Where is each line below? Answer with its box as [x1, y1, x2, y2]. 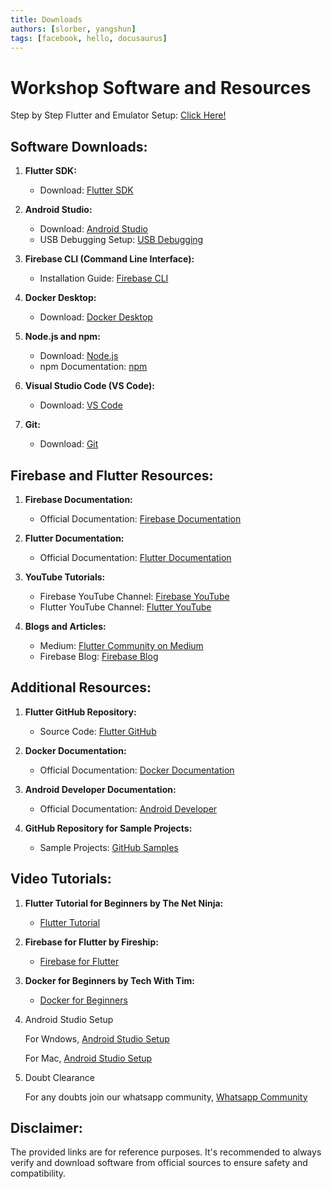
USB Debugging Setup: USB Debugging [39, 234, 204, 246]
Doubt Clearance [24, 1071, 96, 1083]
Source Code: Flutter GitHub [39, 725, 157, 737]
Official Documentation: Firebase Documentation [39, 512, 242, 525]
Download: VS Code [39, 399, 123, 411]
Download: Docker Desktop [39, 311, 153, 323]
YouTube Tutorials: [24, 571, 106, 583]
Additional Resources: [10, 679, 152, 696]
